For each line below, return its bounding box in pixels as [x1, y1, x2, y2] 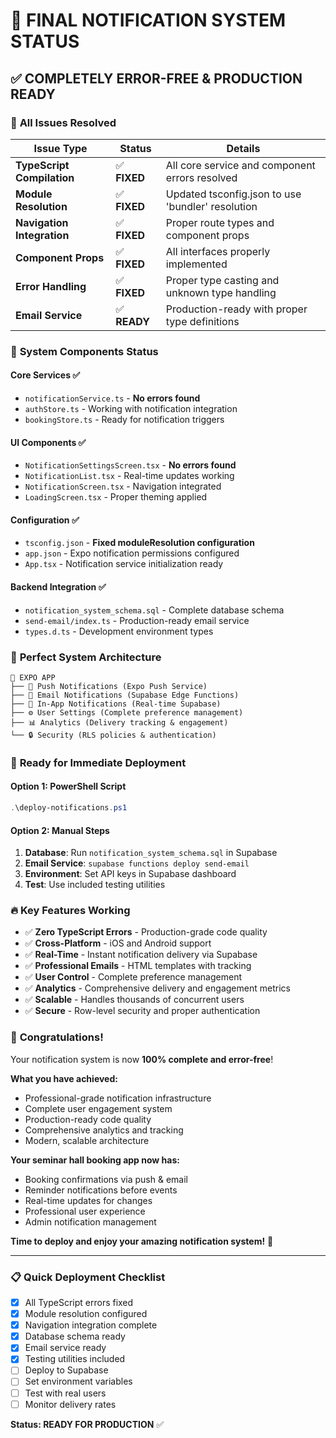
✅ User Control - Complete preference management [24, 971, 242, 983]
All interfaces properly [165, 244, 271, 258]
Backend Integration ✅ [10, 581, 107, 593]
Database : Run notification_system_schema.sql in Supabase [24, 847, 278, 859]
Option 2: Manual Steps [10, 824, 110, 836]
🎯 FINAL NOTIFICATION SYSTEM [10, 9, 287, 32]
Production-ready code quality [24, 1113, 152, 1125]
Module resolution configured [24, 1308, 148, 1320]
